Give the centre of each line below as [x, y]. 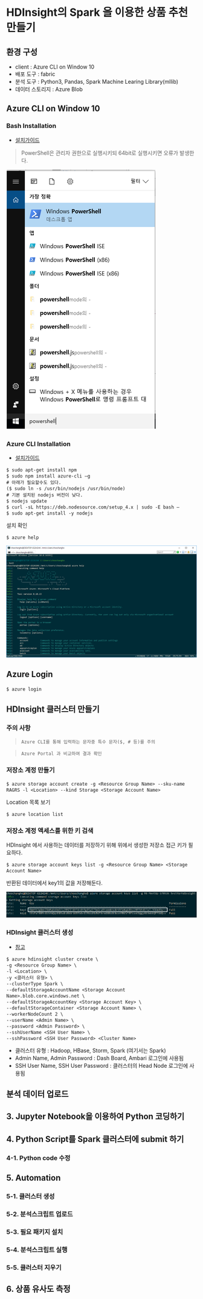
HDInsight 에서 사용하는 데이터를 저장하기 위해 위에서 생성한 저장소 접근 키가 [97, 845]
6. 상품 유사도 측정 [38, 1289]
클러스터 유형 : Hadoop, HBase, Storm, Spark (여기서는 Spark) [90, 1050]
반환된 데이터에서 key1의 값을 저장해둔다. [54, 883]
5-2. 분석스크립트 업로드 [40, 1214]
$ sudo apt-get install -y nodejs [50, 513]
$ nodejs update [27, 501]
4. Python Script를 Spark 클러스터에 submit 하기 [95, 1139]
